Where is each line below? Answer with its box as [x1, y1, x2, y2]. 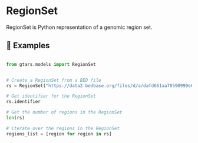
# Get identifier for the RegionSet [6, 93, 96, 99]
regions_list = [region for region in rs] [6, 131, 112, 137]
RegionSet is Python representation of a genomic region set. [6, 24, 153, 31]
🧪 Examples [6, 41, 50, 51]
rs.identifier [6, 99, 41, 105]
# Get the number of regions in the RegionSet [6, 109, 123, 115]
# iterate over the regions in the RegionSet [6, 125, 120, 131]
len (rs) [6, 115, 25, 121]
